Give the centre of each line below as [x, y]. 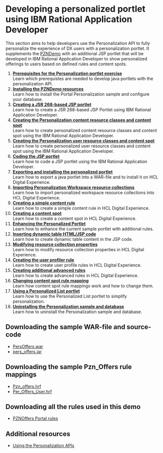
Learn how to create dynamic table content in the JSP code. [73, 239]
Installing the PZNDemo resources [48, 89]
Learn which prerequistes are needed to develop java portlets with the [83, 79]
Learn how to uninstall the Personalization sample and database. [77, 312]
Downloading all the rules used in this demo [73, 406]
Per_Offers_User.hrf [32, 392]
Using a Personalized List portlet [46, 291]
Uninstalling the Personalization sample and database [68, 306]
